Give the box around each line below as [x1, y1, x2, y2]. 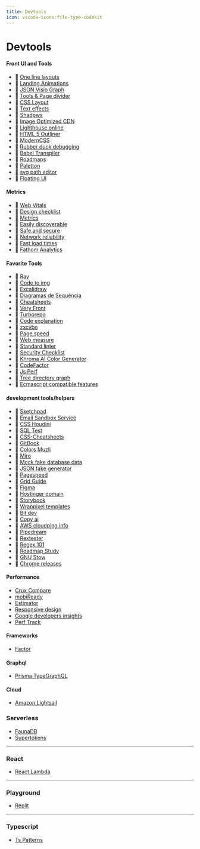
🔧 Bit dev [14, 509, 37, 516]
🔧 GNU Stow [14, 553, 46, 561]
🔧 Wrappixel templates [14, 502, 70, 510]
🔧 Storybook [14, 496, 46, 504]
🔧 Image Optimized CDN [14, 118, 75, 125]
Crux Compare [14, 586, 51, 594]
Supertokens [14, 734, 46, 741]
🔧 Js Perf [14, 368, 37, 375]
